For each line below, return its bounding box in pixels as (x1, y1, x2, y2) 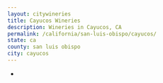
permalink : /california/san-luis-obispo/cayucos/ (7, 30, 157, 38)
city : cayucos (7, 50, 50, 57)
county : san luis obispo (7, 43, 81, 50)
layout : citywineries (7, 10, 72, 18)
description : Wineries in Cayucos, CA (7, 23, 122, 31)
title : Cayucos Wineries (7, 17, 81, 24)
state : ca (7, 37, 37, 44)
